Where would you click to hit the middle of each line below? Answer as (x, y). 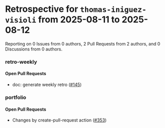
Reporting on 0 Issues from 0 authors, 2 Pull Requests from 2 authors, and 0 (83, 43)
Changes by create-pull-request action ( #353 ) (60, 120)
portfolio (16, 97)
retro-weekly (21, 62)
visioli (21, 21)
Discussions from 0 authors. (34, 49)
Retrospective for (41, 9)
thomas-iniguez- (113, 10)
